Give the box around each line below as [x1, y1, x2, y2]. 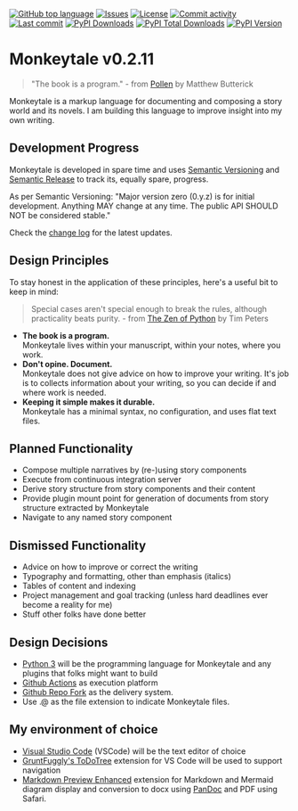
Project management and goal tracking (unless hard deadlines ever [21, 590, 269, 601]
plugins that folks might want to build [21, 668, 158, 678]
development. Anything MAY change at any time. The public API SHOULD [9, 201, 278, 211]
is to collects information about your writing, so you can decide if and [21, 377, 277, 388]
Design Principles [9, 253, 109, 268]
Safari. [21, 793, 47, 804]
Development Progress [9, 141, 140, 156]
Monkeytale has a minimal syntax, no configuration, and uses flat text [21, 405, 278, 416]
